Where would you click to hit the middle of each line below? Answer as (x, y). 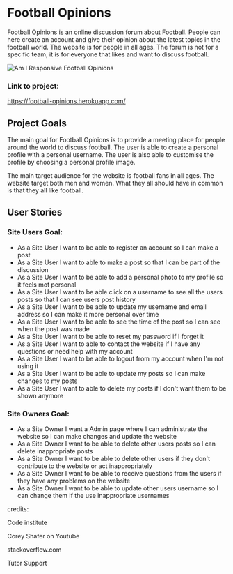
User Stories (35, 212)
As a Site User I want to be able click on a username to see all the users (120, 292)
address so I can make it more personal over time (88, 314)
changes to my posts (47, 381)
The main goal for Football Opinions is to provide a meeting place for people (116, 140)
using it (28, 366)
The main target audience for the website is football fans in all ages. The (111, 176)
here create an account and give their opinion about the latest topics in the (114, 39)
